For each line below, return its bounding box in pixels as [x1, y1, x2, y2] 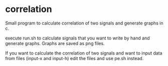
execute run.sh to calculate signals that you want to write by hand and [5, 35, 150, 41]
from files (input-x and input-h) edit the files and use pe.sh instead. [5, 55, 144, 61]
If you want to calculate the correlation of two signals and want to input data [5, 50, 162, 56]
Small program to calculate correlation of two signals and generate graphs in [5, 20, 163, 26]
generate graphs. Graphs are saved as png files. [5, 40, 105, 46]
